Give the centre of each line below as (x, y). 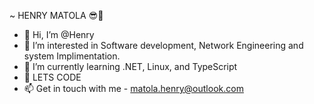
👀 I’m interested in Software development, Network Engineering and (163, 45)
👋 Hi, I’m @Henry (59, 34)
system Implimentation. (72, 56)
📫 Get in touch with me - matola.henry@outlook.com (133, 88)
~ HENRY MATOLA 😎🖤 (56, 15)
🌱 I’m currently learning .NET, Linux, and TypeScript (130, 66)
